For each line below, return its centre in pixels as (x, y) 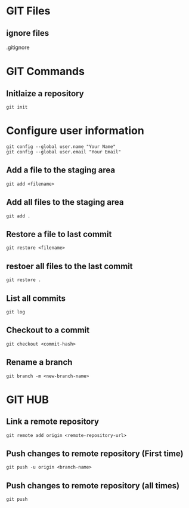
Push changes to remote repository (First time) (95, 454)
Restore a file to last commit (59, 234)
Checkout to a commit (48, 330)
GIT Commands (46, 71)
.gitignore (18, 47)
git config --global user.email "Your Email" (63, 152)
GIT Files (28, 11)
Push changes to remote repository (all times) (93, 486)
